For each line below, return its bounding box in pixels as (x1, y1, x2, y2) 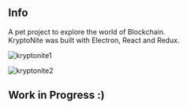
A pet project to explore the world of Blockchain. (8, 27, 166, 36)
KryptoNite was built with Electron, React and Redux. (8, 35, 180, 45)
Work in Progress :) (8, 89, 105, 102)
